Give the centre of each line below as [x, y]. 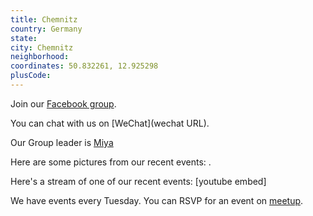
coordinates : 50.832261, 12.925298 [84, 66]
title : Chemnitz [44, 19]
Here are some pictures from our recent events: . [111, 162]
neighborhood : [40, 57]
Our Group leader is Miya [62, 142]
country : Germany [46, 29]
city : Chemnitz [42, 47]
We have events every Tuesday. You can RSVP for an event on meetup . [157, 200]
